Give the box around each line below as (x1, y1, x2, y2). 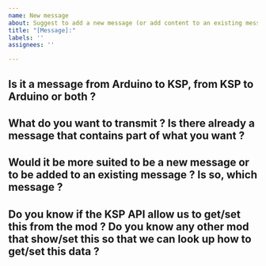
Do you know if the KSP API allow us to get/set (8, 207, 241, 221)
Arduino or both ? (8, 89, 97, 103)
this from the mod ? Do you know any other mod (8, 219, 249, 234)
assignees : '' (8, 41, 55, 49)
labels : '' (8, 33, 44, 42)
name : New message (8, 11, 69, 20)
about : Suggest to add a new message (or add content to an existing (8, 19, 243, 27)
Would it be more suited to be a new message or (8, 156, 249, 169)
